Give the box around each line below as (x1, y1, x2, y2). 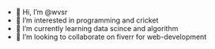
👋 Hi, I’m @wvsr (15, 8, 68, 16)
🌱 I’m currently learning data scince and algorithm (15, 24, 179, 33)
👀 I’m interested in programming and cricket (15, 16, 159, 25)
